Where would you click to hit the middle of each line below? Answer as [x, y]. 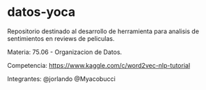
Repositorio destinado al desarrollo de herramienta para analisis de [103, 31]
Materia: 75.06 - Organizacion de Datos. [65, 52]
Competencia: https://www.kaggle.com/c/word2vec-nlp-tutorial [99, 65]
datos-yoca [41, 12]
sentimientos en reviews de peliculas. [61, 38]
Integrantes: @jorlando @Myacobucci [62, 79]
